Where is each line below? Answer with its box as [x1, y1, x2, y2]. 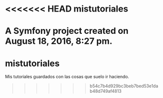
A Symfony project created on [5, 26, 129, 37]
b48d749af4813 [90, 88, 122, 94]
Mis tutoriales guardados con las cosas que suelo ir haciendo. [5, 74, 129, 80]
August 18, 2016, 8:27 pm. [5, 36, 113, 47]
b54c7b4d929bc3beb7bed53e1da [90, 83, 159, 89]
